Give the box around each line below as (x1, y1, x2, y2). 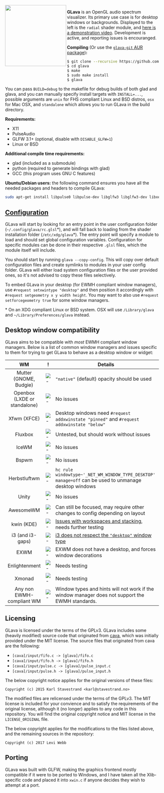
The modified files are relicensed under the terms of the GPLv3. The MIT (5, 695, 151, 701)
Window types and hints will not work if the (55, 585, 154, 592)
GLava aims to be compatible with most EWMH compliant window (5, 339, 138, 345)
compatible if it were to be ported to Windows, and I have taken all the (5, 772, 146, 777)
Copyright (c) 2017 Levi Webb (5, 740, 67, 745)
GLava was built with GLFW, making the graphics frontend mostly (5, 767, 137, 772)
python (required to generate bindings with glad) (12, 166, 110, 171)
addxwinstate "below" (55, 422, 106, 427)
